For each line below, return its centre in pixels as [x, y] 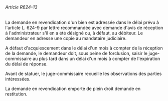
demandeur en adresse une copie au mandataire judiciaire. [66, 38]
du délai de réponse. [26, 64]
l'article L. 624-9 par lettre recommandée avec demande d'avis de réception [84, 28]
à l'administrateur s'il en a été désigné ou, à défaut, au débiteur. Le [74, 33]
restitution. [16, 94]
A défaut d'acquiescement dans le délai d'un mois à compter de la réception [84, 48]
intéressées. [18, 79]
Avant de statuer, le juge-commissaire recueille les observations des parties [83, 74]
